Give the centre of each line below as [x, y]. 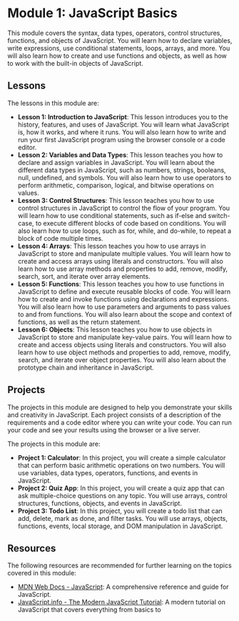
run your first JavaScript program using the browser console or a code [122, 139]
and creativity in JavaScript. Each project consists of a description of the [114, 414]
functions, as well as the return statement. [80, 322]
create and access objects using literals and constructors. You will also [122, 344]
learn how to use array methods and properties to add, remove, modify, [123, 269]
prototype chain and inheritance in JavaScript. [86, 367]
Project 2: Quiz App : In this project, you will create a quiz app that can [121, 488]
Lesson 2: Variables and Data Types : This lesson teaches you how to [120, 154]
